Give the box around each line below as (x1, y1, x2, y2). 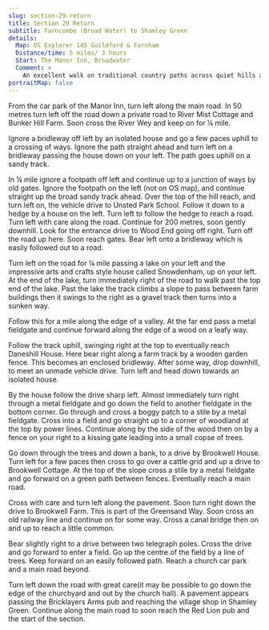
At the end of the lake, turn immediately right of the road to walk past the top (8, 275, 261, 285)
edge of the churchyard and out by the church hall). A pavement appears (8, 588, 250, 598)
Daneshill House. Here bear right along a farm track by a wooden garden (8, 349, 248, 358)
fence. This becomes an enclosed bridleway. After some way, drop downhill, (8, 357, 260, 367)
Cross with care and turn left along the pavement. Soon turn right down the (8, 498, 256, 507)
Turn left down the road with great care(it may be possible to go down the (8, 580, 251, 589)
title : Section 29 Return (8, 19, 94, 27)
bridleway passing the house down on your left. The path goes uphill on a (8, 150, 251, 160)
